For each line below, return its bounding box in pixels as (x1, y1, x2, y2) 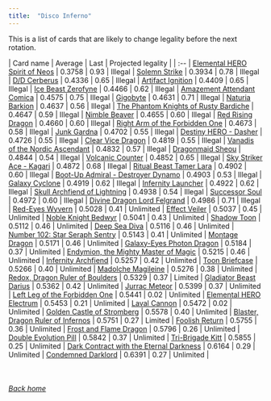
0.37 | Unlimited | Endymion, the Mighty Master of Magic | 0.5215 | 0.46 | (8, 247, 250, 257)
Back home (8, 384, 47, 394)
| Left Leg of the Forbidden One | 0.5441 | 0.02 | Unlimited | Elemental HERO (8, 290, 261, 299)
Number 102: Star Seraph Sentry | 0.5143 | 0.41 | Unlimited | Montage (8, 229, 239, 239)
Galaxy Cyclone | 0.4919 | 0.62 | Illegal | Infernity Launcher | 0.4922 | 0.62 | (8, 178, 260, 188)
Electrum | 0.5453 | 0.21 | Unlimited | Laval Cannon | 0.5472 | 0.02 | (8, 298, 232, 307)
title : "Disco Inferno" (8, 11, 92, 20)
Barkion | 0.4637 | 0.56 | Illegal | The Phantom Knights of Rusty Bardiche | (8, 101, 254, 111)
